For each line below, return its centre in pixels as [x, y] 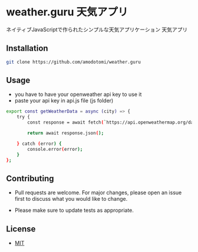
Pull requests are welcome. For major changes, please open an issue [98, 193]
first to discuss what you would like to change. [71, 199]
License [21, 229]
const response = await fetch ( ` [67, 122]
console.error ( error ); [55, 149]
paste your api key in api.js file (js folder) [64, 101]
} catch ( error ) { [39, 144]
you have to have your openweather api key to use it [78, 94]
